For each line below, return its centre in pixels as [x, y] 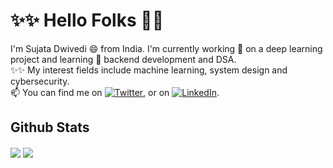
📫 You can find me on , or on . [115, 92]
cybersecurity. [40, 81]
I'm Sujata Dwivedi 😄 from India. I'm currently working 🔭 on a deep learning [166, 48]
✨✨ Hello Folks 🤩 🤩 [87, 20]
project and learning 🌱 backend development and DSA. [123, 59]
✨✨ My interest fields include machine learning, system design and [149, 70]
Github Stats [50, 127]
